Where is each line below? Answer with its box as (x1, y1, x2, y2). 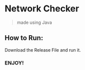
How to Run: (4, 34, 43, 42)
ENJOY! (4, 59, 24, 66)
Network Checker (4, 3, 80, 14)
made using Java (16, 19, 52, 25)
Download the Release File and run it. (4, 47, 81, 53)
